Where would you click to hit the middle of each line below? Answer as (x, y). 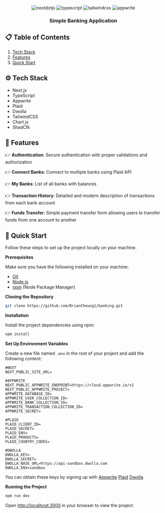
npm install (17, 334)
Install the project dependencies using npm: (50, 325)
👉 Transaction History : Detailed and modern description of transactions (80, 196)
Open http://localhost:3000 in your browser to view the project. (70, 505)
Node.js (20, 282)
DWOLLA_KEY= (17, 455)
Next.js (20, 90)
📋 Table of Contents (38, 38)
